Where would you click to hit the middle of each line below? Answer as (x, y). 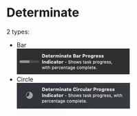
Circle (25, 79)
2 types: (18, 32)
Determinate (43, 13)
